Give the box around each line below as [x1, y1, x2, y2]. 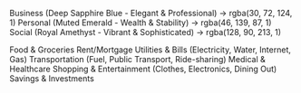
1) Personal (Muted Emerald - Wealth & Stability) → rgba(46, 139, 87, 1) [9, 17, 272, 28]
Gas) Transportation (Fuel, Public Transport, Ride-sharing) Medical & [9, 54, 266, 64]
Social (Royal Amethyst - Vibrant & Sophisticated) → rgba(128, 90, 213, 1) [9, 27, 282, 37]
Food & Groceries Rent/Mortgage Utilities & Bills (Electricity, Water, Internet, [9, 44, 292, 55]
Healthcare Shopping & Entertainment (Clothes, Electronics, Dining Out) [9, 63, 277, 74]
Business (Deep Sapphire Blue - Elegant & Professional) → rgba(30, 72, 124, [9, 8, 293, 18]
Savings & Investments [9, 73, 95, 84]
